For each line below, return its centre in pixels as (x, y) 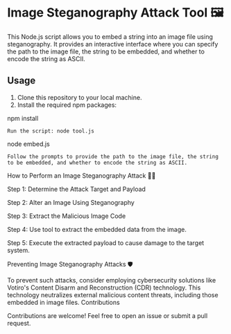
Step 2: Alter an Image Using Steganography (71, 202)
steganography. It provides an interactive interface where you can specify (113, 44)
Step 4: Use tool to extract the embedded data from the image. (97, 229)
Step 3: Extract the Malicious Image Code (67, 216)
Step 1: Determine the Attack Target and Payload (76, 189)
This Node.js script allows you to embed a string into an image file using (110, 36)
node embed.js (28, 144)
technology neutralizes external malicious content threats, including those (113, 294)
